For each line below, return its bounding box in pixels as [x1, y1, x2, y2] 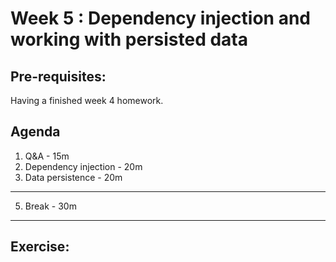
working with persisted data [10, 28, 248, 51]
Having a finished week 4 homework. [10, 95, 164, 106]
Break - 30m [24, 200, 77, 212]
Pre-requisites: [10, 68, 107, 85]
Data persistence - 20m [24, 171, 123, 183]
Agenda [10, 123, 61, 141]
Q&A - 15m [24, 150, 70, 162]
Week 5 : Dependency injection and [10, 7, 311, 30]
